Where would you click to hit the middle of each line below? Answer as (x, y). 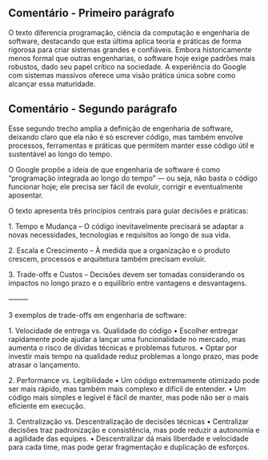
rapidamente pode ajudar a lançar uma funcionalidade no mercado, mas (127, 339)
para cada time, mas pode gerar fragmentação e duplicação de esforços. (129, 447)
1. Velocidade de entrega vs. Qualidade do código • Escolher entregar (123, 330)
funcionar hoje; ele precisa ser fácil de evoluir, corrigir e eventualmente (126, 186)
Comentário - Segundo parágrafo (93, 109)
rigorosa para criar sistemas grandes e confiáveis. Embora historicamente (130, 49)
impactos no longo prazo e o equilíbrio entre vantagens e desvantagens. (128, 283)
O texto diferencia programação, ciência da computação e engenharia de (129, 32)
